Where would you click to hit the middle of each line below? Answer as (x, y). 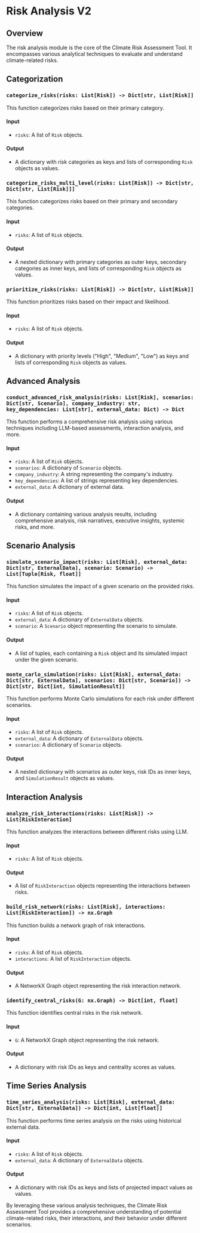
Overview (25, 33)
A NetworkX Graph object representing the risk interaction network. (98, 986)
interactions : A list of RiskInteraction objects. (73, 958)
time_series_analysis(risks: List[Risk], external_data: (91, 1102)
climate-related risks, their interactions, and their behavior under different (96, 1218)
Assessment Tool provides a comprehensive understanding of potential (94, 1211)
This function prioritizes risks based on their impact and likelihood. (88, 302)
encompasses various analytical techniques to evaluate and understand (95, 54)
